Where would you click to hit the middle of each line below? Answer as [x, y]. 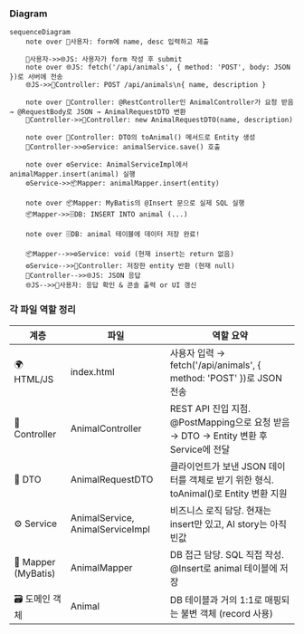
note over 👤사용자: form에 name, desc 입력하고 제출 [118, 42]
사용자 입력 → [198, 353]
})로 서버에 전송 [36, 77]
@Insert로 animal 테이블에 [223, 568]
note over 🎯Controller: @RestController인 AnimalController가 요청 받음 [160, 102]
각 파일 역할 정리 [43, 310]
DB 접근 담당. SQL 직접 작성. [227, 554]
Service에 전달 [200, 449]
